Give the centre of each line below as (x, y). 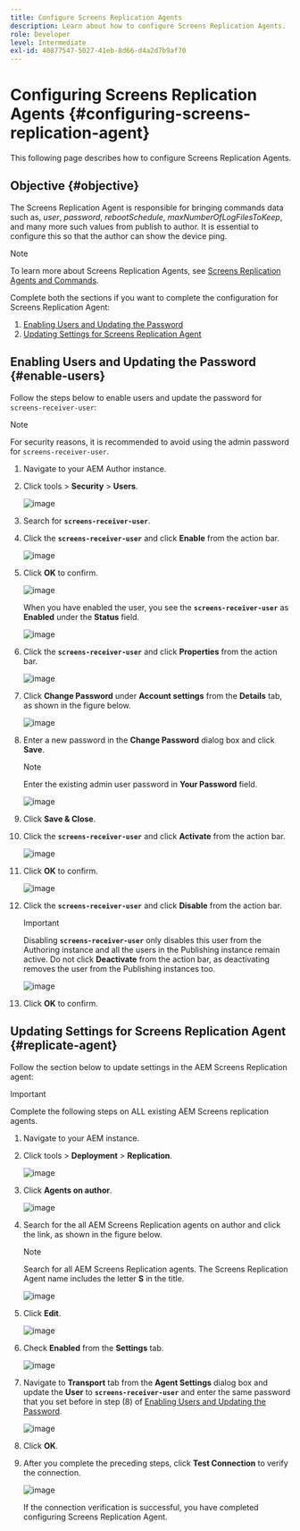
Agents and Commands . (54, 280)
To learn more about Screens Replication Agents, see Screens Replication (146, 270)
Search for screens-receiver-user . (87, 521)
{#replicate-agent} (64, 1046)
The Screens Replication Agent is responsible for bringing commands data (147, 208)
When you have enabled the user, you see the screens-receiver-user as (156, 607)
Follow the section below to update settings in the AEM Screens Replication (149, 1067)
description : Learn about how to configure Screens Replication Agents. (148, 26)
